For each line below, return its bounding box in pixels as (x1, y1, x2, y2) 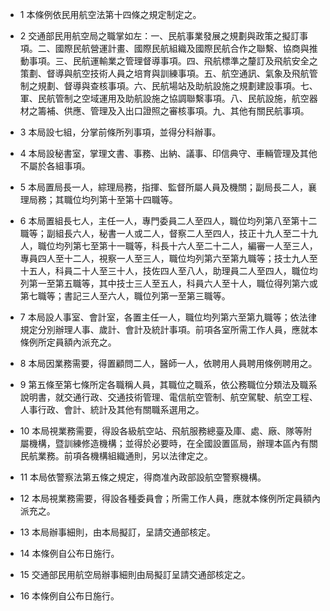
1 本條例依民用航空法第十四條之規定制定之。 (19, 9, 202, 20)
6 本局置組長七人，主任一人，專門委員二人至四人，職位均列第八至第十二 (19, 215, 318, 227)
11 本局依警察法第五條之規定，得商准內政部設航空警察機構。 (19, 471, 267, 483)
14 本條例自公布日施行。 (19, 548, 120, 559)
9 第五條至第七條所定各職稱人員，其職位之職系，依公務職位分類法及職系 (19, 379, 318, 390)
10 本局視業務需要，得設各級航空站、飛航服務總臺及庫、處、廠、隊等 (19, 425, 304, 437)
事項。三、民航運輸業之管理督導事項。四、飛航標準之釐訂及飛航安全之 (28, 55, 318, 67)
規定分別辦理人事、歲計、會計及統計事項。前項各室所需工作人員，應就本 (19, 324, 318, 335)
